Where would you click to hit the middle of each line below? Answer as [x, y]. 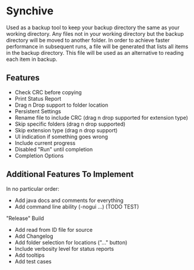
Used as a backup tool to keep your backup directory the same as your [93, 27]
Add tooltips [30, 255]
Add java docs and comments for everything [69, 200]
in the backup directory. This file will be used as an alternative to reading [95, 52]
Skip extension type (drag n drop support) [66, 130]
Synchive [30, 11]
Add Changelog [34, 236]
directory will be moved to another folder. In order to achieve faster [88, 40]
